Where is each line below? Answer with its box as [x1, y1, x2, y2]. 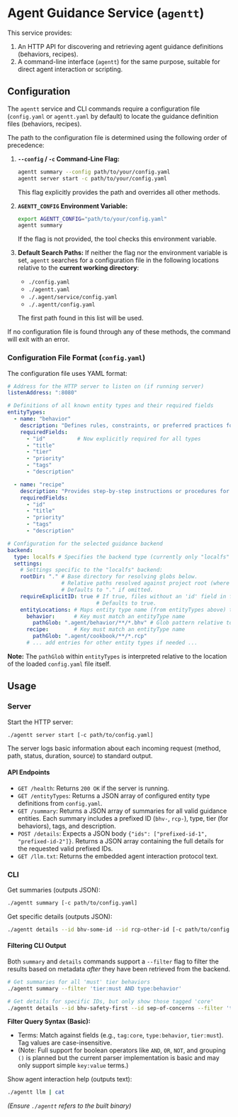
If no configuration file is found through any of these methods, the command [7, 328, 231, 336]
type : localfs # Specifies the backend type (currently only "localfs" [13, 553, 230, 561]
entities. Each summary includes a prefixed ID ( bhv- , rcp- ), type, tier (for [17, 814, 229, 822]
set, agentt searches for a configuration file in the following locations [17, 256, 220, 264]
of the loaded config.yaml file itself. [7, 659, 111, 668]
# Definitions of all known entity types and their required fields [7, 402, 214, 409]
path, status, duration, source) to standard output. [7, 752, 153, 760]
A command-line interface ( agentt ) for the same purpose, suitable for [17, 57, 221, 65]
